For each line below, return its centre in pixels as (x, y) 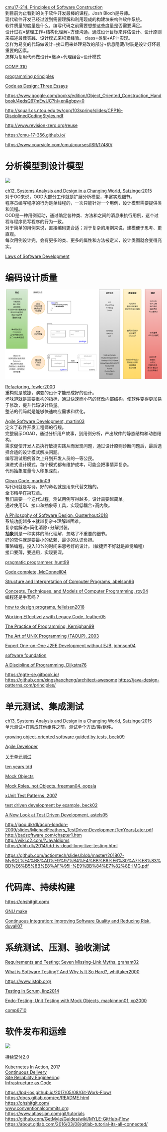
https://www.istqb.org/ (28, 981)
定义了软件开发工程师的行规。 (36, 427)
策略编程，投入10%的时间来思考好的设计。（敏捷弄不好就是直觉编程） (76, 546)
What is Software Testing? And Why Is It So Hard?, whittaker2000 (72, 971)
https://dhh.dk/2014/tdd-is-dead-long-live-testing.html (61, 845)
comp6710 (16, 1010)
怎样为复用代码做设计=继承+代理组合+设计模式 (53, 57)
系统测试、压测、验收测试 (58, 948)
